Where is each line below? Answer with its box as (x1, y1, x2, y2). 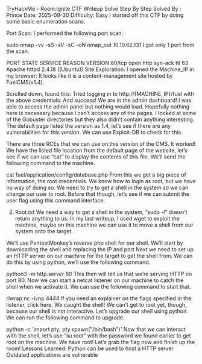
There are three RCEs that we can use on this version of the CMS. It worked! (6, 140, 196, 147)
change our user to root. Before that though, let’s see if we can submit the (6, 190, 190, 198)
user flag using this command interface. (6, 197, 106, 204)
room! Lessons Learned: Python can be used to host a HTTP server (6, 345, 174, 352)
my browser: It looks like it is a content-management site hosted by (6, 72, 173, 79)
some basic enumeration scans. (6, 18, 86, 25)
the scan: (6, 48, 30, 55)
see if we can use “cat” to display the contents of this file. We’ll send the (6, 153, 186, 160)
